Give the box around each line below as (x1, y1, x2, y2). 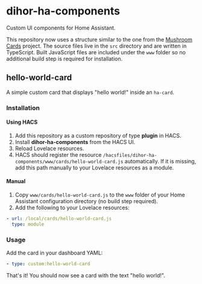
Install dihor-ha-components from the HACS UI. (14, 138, 136, 145)
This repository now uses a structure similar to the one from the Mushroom (6, 36, 193, 43)
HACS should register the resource (14, 151, 102, 158)
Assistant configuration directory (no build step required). (14, 198, 159, 205)
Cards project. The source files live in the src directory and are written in (6, 42, 187, 49)
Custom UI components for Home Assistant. (6, 24, 116, 31)
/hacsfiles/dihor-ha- (103, 152, 157, 158)
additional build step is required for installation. (6, 55, 122, 62)
